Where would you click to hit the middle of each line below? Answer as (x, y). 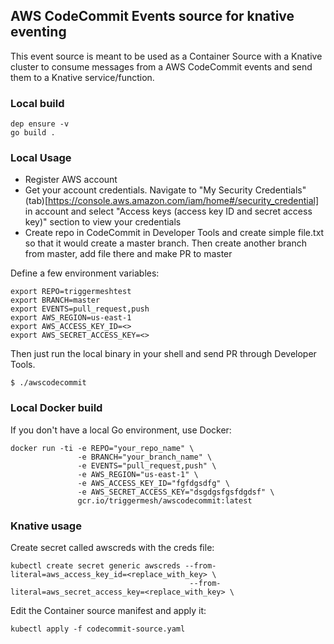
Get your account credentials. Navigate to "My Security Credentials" (165, 190)
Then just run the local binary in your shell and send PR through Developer (163, 354)
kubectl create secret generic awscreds (96, 566)
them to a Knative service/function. (82, 77)
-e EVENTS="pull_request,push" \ (147, 465)
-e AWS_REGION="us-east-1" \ (138, 474)
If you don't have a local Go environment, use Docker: (121, 430)
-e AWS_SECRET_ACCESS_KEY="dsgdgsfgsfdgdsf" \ (176, 492)
